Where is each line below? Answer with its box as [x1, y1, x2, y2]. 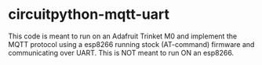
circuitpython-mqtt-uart [8, 5, 170, 23]
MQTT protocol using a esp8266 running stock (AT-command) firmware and [8, 39, 255, 49]
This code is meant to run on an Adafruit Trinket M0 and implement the [8, 31, 238, 41]
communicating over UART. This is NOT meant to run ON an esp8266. [8, 48, 234, 57]
